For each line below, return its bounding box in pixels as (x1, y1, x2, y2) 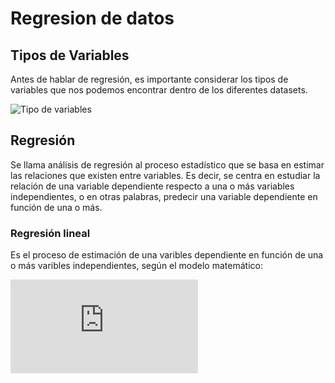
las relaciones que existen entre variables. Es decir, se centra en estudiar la (10, 169, 321, 181)
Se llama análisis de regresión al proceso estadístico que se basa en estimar (10, 158, 325, 171)
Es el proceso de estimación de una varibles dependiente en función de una (10, 249, 324, 261)
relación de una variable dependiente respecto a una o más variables (10, 180, 295, 192)
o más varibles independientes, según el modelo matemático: (10, 260, 263, 272)
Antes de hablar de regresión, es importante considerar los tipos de (10, 73, 289, 85)
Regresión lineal (10, 226, 91, 240)
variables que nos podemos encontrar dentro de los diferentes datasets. (10, 84, 308, 96)
